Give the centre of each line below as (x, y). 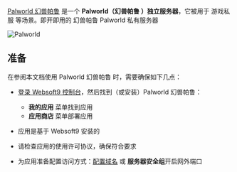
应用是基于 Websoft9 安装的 (59, 131)
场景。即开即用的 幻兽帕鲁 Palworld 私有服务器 (90, 20)
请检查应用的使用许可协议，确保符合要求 (77, 146)
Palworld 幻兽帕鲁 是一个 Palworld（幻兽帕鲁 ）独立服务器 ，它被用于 (109, 11)
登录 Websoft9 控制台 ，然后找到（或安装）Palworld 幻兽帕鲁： (110, 92)
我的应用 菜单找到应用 (60, 107)
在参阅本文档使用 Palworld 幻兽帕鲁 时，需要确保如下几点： (95, 77)
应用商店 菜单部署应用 (60, 116)
